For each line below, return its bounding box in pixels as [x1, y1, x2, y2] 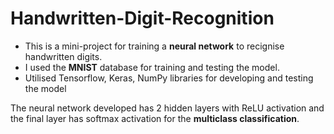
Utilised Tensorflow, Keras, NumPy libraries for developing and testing [24, 72, 314, 84]
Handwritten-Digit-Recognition [10, 7, 275, 30]
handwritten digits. [24, 50, 103, 62]
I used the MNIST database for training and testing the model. [24, 61, 280, 73]
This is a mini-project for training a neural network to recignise [24, 40, 285, 52]
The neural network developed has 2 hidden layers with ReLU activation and [10, 102, 325, 114]
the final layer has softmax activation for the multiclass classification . [10, 112, 300, 124]
